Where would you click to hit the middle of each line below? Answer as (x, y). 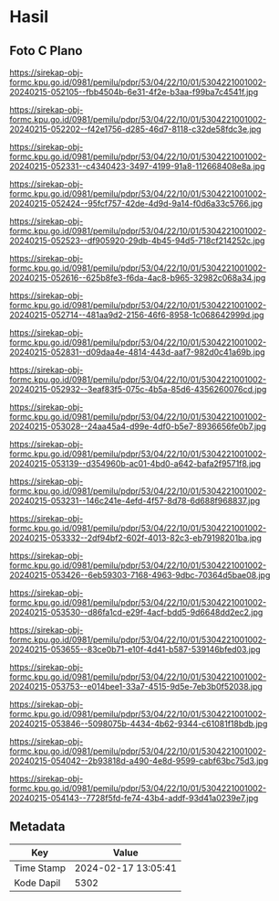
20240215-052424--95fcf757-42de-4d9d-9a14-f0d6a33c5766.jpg (136, 204)
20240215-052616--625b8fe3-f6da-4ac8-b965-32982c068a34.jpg (138, 278)
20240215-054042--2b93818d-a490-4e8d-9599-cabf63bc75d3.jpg (139, 761)
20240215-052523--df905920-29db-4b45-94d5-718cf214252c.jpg (137, 241)
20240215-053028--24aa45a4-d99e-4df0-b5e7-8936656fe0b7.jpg (138, 426)
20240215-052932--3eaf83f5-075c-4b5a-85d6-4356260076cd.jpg (138, 389)
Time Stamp (40, 868)
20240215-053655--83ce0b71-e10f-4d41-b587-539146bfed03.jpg (135, 649)
